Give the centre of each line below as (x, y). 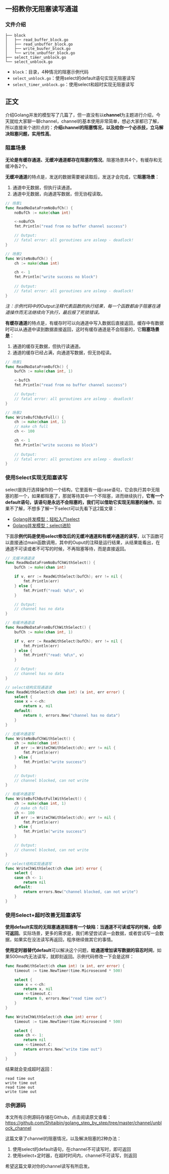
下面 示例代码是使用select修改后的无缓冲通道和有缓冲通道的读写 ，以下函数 (82, 536)
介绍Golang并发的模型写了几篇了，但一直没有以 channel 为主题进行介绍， (81, 115)
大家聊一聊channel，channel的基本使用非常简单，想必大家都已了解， (90, 121)
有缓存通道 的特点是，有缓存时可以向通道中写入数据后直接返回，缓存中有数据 (84, 323)
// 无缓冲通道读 (20, 558)
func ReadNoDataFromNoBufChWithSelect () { (50, 563)
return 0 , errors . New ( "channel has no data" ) (72, 716)
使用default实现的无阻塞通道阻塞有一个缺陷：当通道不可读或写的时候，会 (81, 927)
